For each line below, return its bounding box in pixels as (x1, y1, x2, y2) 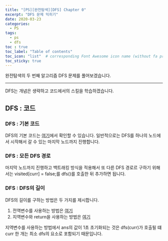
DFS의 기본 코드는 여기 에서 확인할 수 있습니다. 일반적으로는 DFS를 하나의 (5, 132, 147, 138)
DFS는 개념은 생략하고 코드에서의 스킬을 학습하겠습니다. (5, 88, 114, 94)
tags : (5, 30, 16, 35)
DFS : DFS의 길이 (5, 185, 45, 192)
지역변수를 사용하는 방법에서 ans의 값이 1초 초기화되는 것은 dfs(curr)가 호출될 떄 (5, 224, 162, 230)
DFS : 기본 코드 (5, 120, 40, 127)
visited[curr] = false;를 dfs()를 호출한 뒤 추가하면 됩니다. (14, 171, 126, 177)
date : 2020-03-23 (5, 16, 41, 21)
